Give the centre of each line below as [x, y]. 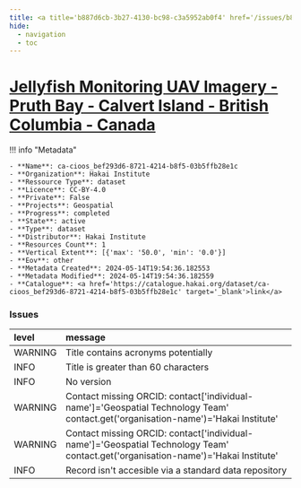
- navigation [42, 34]
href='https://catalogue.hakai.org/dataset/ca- [180, 284]
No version [89, 382]
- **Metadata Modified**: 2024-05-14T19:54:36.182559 [112, 276]
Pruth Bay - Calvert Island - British [139, 106]
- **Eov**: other [42, 261]
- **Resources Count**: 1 [57, 245]
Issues [24, 315]
